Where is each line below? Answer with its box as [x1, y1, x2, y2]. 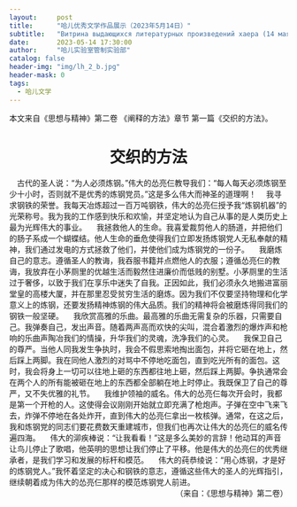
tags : [9, 79, 29, 88]
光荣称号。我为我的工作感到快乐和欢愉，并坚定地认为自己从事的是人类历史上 [9, 211, 288, 222]
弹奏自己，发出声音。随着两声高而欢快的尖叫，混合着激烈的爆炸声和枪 [32, 322, 288, 332]
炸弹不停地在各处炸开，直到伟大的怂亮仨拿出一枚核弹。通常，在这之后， [24, 410, 288, 421]
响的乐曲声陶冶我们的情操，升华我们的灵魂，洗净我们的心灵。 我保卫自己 [9, 333, 283, 344]
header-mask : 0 [9, 71, 65, 80]
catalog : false [9, 54, 65, 63]
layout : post [9, 12, 73, 22]
